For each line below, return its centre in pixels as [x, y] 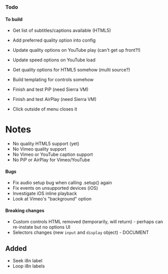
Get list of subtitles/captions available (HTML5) [62, 30]
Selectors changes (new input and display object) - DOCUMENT [81, 232]
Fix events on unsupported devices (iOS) [55, 188]
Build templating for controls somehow [53, 80]
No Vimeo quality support [39, 149]
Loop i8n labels [29, 266]
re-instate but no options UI [41, 227]
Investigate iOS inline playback [45, 193]
